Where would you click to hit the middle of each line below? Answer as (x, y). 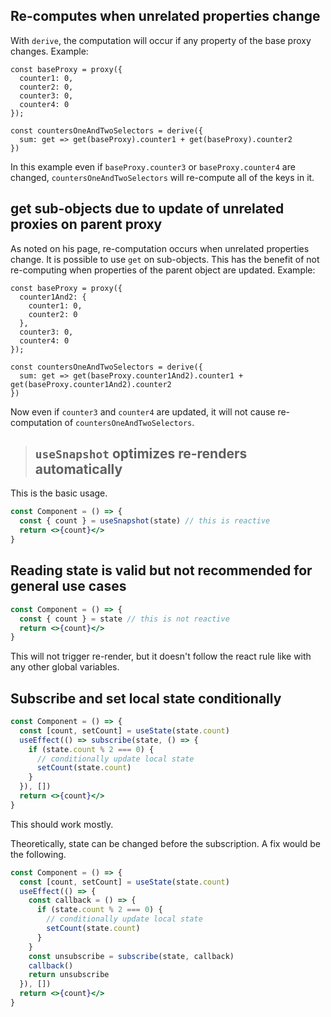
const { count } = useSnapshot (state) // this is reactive (145, 521)
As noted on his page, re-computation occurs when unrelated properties (160, 248)
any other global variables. (65, 667)
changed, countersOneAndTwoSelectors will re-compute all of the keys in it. (162, 177)
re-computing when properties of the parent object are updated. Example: (163, 270)
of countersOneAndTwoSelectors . (129, 422)
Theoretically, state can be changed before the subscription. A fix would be (165, 843)
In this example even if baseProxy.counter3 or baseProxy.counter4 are (153, 166)
